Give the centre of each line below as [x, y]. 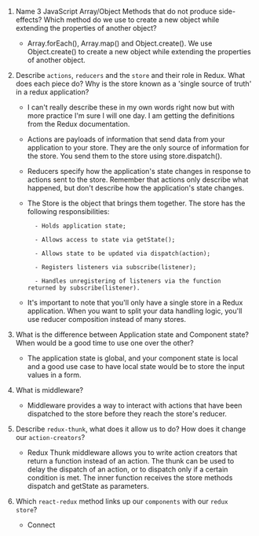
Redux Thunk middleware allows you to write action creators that [132, 453]
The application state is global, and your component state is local [133, 358]
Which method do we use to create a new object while [131, 20]
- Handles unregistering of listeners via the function [128, 281]
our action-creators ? [50, 437]
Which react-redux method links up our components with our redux [122, 501]
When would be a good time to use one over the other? [104, 343]
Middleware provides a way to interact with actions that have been [135, 405]
